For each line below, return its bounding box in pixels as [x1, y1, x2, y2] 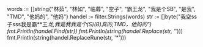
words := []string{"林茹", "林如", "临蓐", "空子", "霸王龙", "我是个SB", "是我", [7, 5, 196, 12]
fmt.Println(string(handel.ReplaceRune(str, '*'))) [7, 34, 127, 41]
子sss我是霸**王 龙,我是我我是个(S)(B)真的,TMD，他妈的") [7, 21, 152, 27]
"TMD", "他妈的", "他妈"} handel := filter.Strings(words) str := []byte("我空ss [7, 13, 197, 20]
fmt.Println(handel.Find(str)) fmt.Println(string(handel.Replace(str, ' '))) [7, 27, 183, 35]
